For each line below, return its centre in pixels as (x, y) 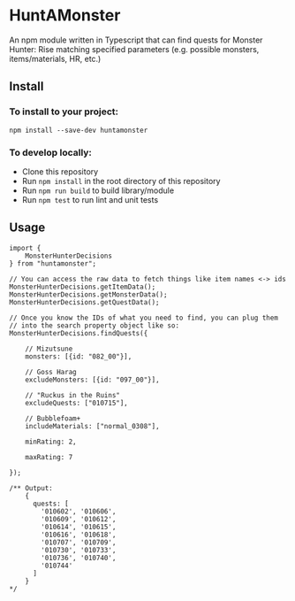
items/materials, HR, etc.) (55, 58)
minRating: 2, (51, 442)
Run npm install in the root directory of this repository (121, 181)
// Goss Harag (51, 372)
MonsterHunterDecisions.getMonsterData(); (88, 294)
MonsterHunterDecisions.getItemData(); (83, 287)
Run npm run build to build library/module (98, 190)
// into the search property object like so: (94, 325)
